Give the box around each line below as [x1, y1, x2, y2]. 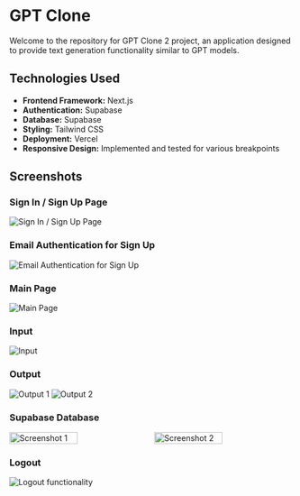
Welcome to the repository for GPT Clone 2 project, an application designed [9, 35, 291, 46]
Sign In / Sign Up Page [9, 196, 108, 208]
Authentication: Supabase [22, 105, 123, 115]
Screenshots [9, 169, 83, 185]
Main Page [9, 281, 57, 294]
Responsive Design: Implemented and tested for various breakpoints [22, 142, 280, 153]
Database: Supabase [22, 114, 102, 124]
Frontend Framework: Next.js [22, 95, 133, 106]
